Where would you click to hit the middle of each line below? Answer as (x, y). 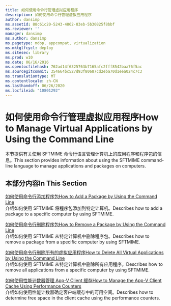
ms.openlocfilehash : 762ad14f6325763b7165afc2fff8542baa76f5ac (74, 67)
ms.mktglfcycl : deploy (29, 48)
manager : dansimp (24, 34)
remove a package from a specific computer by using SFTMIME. (73, 242)
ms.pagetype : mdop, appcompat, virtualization (55, 43)
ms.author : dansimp (26, 39)
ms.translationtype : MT (31, 76)
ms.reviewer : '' (22, 29)
